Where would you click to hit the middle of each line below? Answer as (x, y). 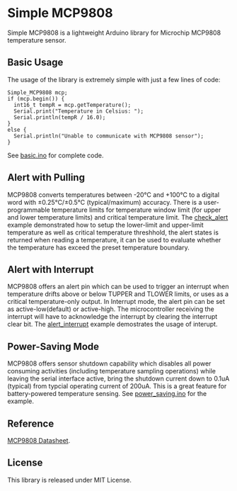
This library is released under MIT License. (70, 480)
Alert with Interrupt (51, 270)
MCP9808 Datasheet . (39, 440)
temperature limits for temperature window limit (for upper (137, 210)
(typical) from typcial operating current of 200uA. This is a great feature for (117, 386)
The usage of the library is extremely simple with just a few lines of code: (114, 79)
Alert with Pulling (46, 177)
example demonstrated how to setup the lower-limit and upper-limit (105, 225)
